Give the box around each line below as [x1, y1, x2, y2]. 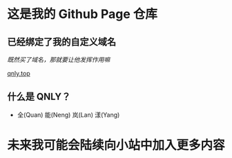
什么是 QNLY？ [7, 91, 71, 103]
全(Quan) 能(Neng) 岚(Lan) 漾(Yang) [17, 110, 120, 119]
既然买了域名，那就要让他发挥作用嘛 [7, 56, 110, 63]
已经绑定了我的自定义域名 [7, 36, 116, 48]
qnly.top [7, 70, 30, 77]
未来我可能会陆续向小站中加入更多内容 [7, 137, 226, 152]
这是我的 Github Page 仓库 [7, 6, 157, 22]
